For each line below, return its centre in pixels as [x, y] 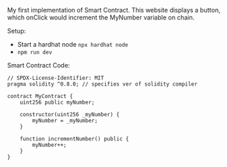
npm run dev [34, 52]
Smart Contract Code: [39, 65]
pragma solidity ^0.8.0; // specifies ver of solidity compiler [102, 84]
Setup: [17, 31]
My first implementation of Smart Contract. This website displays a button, [114, 10]
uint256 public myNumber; [57, 102]
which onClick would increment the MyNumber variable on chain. [101, 17]
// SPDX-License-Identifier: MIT [56, 78]
